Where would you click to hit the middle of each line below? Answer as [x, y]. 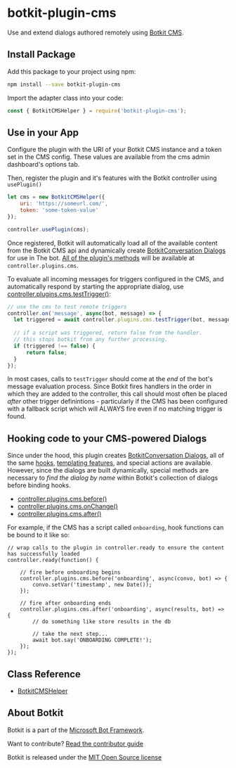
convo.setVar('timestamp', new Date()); [92, 585]
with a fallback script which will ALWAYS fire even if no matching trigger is [115, 409]
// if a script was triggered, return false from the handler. [108, 333]
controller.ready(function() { [53, 561]
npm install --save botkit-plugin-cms [64, 84]
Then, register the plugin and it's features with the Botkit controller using [112, 178]
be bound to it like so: [39, 535]
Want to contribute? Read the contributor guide [76, 743]
